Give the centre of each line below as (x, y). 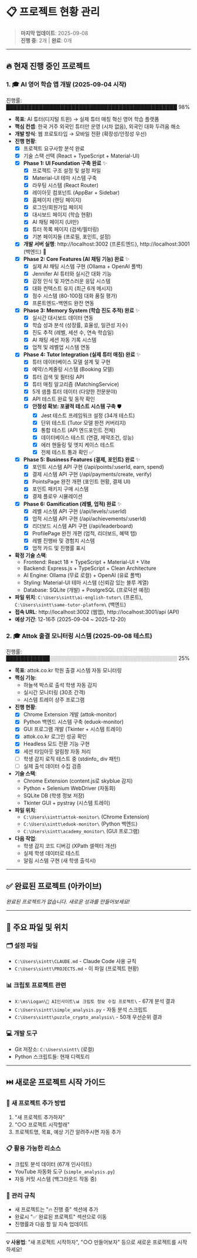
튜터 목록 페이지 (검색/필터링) (66, 229)
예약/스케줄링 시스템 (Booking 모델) (73, 369)
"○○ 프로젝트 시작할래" (42, 1124)
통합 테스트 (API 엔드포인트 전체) (78, 430)
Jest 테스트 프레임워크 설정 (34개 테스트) (88, 415)
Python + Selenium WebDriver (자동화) (69, 788)
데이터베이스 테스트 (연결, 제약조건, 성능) (87, 437)
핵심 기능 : (26, 678)
